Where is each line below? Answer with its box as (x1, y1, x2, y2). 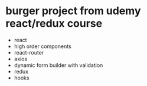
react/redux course (5, 17, 103, 30)
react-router (14, 49, 44, 56)
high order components (14, 43, 71, 50)
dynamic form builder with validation (14, 61, 103, 69)
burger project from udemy (5, 4, 141, 18)
